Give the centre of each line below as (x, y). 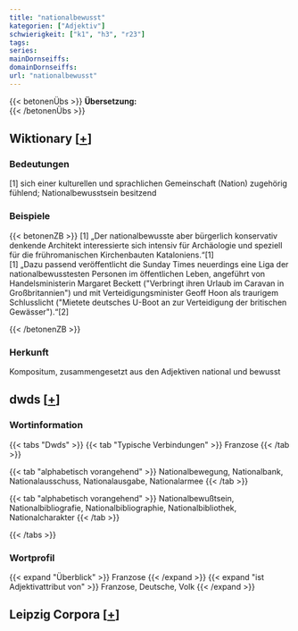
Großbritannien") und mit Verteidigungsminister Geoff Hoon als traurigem (144, 292)
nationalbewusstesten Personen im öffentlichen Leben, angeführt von (137, 273)
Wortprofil (32, 558)
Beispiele (30, 216)
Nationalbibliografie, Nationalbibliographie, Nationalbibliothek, (123, 508)
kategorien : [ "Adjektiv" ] (57, 26)
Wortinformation (46, 425)
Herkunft (29, 352)
